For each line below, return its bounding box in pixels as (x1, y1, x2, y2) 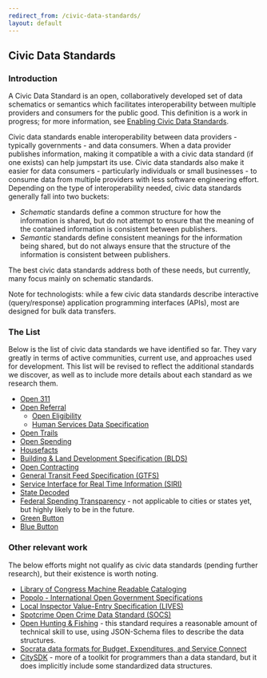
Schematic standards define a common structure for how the (19, 208, 221, 217)
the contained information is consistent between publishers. (19, 224, 218, 234)
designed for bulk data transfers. (8, 306, 117, 317)
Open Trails (19, 428, 58, 438)
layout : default (8, 19, 62, 27)
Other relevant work (8, 542, 88, 553)
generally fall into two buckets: (8, 192, 110, 201)
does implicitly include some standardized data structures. (19, 660, 213, 670)
